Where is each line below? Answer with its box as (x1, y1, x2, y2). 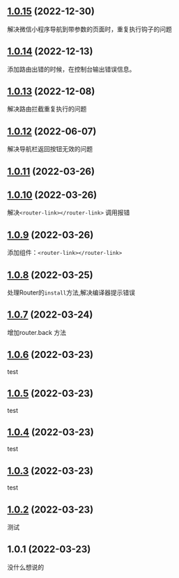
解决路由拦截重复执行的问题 (7, 104, 87, 114)
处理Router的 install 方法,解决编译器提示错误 (7, 288, 136, 297)
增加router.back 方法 (7, 328, 66, 336)
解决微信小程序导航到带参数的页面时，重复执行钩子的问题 (7, 24, 172, 33)
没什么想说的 (7, 563, 44, 571)
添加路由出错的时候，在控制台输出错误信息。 (7, 65, 136, 73)
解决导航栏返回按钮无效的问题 (7, 145, 93, 153)
